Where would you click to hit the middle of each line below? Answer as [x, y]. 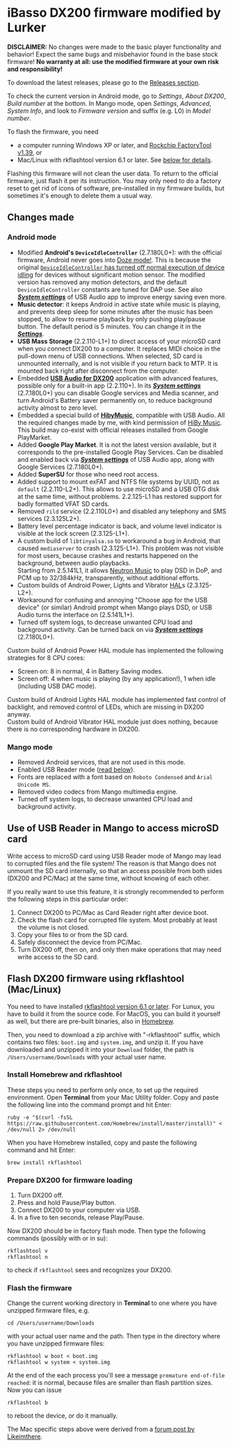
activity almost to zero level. [57, 408]
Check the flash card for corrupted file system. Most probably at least [117, 920]
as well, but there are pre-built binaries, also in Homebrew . [91, 1021]
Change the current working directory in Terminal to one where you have [112, 1303]
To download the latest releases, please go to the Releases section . [104, 82]
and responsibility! [35, 69]
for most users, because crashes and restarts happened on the [107, 555]
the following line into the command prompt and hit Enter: [89, 1105]
